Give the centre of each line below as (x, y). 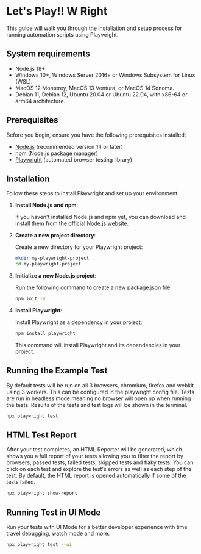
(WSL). (24, 81)
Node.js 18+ (30, 68)
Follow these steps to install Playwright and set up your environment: (93, 193)
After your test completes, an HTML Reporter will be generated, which (94, 450)
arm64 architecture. (40, 101)
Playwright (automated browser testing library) (74, 159)
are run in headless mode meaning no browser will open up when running (99, 398)
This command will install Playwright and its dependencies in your (98, 345)
